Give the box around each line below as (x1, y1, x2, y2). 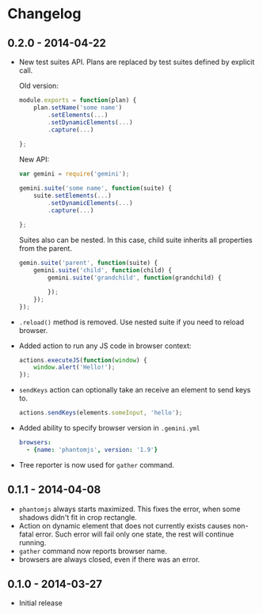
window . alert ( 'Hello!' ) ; (33, 363, 116, 372)
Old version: (18, 81, 59, 90)
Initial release (18, 598, 63, 608)
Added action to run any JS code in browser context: (18, 341, 192, 351)
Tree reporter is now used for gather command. (18, 460, 175, 469)
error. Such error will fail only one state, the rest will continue (35, 529, 234, 539)
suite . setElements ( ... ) (33, 191, 112, 199)
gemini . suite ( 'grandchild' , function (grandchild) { (48, 274, 222, 282)
